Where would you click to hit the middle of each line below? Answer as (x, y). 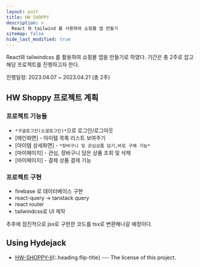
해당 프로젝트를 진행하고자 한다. (43, 64)
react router (30, 204)
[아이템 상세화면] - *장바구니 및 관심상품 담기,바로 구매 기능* (82, 145)
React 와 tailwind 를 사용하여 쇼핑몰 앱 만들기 (65, 28)
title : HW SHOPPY (28, 17)
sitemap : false (25, 34)
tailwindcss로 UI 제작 (40, 211)
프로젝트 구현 (24, 177)
